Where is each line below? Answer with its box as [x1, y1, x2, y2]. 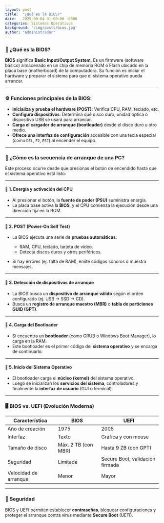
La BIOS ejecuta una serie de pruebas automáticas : [12, 234, 117, 240]
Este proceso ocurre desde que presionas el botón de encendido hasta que [5, 165, 157, 171]
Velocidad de [7, 470, 38, 476]
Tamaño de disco [7, 445, 47, 451]
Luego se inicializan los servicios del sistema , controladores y [12, 380, 138, 386]
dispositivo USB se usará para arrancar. [12, 116, 92, 123]
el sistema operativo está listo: [5, 170, 66, 176]
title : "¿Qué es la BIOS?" [5, 12, 62, 17]
